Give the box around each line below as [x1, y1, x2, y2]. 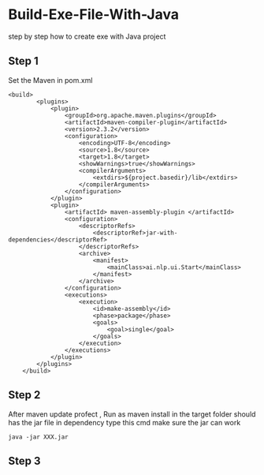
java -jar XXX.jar [8, 432, 69, 441]
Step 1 [8, 54, 39, 68]
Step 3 [8, 454, 41, 467]
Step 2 [8, 388, 41, 402]
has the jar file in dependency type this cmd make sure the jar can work [8, 417, 241, 427]
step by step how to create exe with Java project [8, 32, 166, 41]
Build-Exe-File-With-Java [8, 6, 180, 24]
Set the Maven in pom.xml [8, 75, 93, 84]
